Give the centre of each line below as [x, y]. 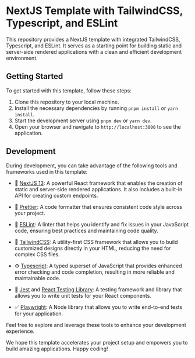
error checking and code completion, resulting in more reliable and [94, 272]
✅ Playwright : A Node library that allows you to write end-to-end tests [98, 307]
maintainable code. [37, 278]
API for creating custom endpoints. [56, 195]
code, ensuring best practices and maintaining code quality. [86, 230]
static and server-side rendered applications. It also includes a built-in [98, 189]
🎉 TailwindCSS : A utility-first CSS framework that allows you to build [96, 242]
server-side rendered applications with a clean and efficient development [94, 51]
